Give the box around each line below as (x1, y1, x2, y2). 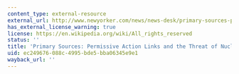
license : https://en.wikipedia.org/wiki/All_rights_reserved (7, 30, 193, 37)
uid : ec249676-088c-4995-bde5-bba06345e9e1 (7, 50, 139, 57)
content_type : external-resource (7, 10, 107, 18)
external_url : (7, 17, 50, 24)
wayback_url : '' (7, 56, 55, 63)
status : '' (7, 37, 40, 44)
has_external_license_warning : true (7, 23, 116, 30)
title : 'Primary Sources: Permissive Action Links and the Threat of (7, 43, 218, 50)
